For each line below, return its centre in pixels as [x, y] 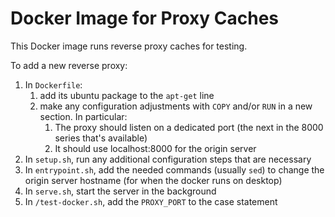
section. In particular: [83, 116]
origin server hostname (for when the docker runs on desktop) [153, 180]
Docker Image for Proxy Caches [145, 18]
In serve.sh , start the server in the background [120, 191]
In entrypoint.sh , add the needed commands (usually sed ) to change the [174, 169]
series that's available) [101, 138]
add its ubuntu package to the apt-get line [127, 95]
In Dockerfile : [53, 84]
